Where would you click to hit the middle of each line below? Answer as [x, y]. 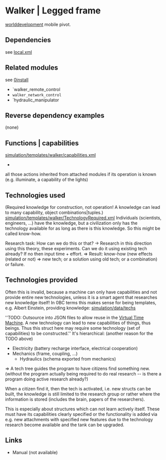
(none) [12, 127]
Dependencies [28, 40]
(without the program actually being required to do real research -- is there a [83, 373]
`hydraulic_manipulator [36, 100]
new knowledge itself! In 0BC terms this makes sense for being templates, [81, 302]
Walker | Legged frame [53, 11]
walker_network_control [37, 95]
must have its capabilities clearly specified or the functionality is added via [81, 414]
